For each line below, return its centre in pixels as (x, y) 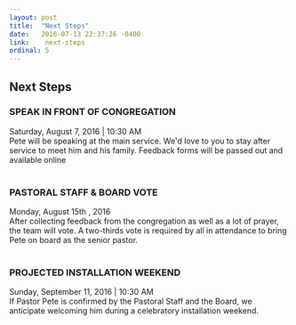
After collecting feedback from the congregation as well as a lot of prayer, (144, 221)
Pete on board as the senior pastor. (73, 240)
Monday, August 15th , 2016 (60, 212)
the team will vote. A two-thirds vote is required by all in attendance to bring (148, 231)
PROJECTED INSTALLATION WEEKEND (95, 272)
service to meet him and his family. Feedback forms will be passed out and (146, 150)
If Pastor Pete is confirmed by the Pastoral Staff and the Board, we (131, 301)
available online (38, 159)
